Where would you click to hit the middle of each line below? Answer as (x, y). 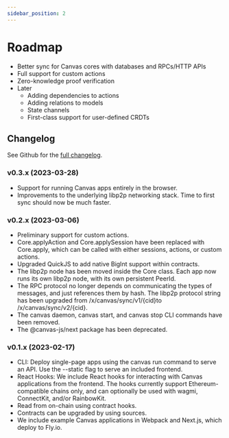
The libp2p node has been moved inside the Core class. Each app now (117, 271)
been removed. (38, 322)
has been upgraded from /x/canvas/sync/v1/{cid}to (89, 300)
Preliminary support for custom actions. (73, 235)
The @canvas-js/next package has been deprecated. (92, 329)
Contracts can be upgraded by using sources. (82, 413)
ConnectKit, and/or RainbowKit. (61, 398)
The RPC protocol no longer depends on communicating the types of (114, 285)
